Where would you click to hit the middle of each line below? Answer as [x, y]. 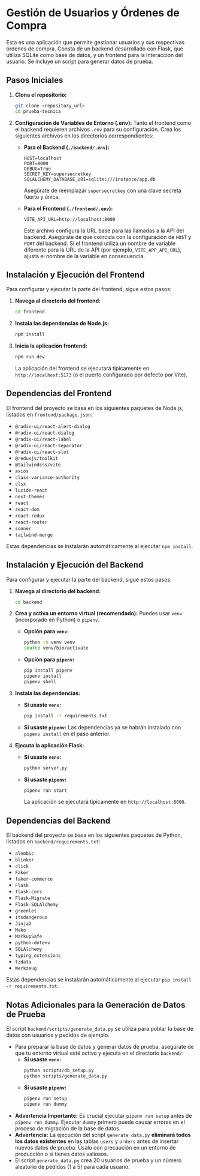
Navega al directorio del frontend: [58, 301]
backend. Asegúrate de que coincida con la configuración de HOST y [107, 237]
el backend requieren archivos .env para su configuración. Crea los [98, 129]
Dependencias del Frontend [59, 394]
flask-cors [28, 892]
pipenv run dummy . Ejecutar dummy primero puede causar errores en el [100, 1122]
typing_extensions [38, 956]
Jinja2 [23, 924]
